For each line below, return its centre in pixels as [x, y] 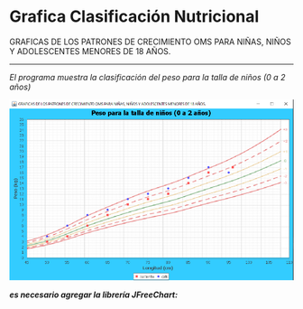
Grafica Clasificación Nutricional [134, 17]
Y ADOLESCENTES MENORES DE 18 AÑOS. [90, 51]
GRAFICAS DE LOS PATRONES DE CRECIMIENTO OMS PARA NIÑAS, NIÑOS [150, 42]
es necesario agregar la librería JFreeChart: [94, 295]
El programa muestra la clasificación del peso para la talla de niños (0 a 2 [147, 77]
